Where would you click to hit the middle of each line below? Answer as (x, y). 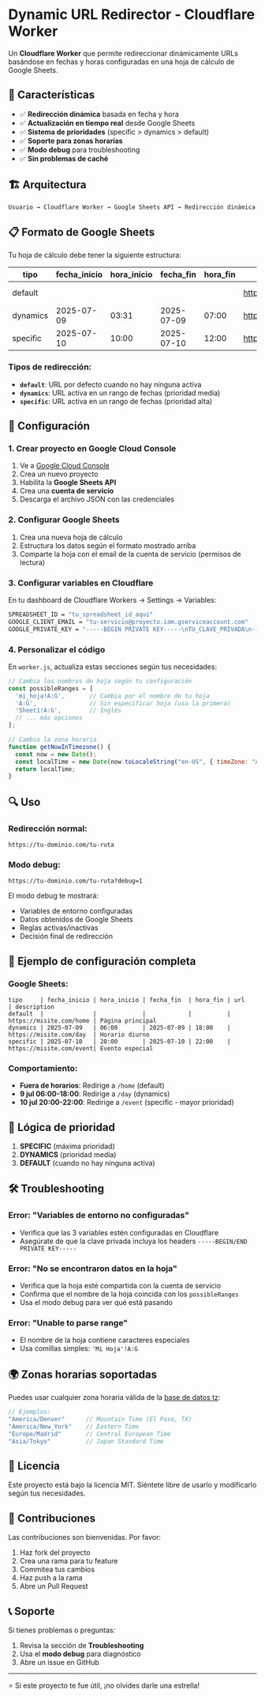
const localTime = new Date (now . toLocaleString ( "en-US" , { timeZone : (132, 762)
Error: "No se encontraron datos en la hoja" (93, 1269)
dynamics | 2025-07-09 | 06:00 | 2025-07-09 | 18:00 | (119, 1027)
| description (32, 1007)
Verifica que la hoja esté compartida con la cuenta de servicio (120, 1286)
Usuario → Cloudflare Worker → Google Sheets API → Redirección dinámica (132, 207)
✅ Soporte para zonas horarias (71, 141)
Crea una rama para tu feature (69, 1561)
